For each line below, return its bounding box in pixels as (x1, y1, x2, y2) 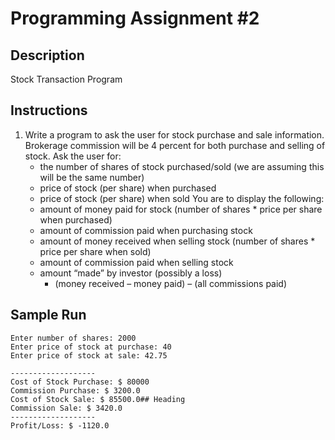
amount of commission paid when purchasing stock (39, 224, 253, 236)
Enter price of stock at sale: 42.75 (10, 350, 168, 361)
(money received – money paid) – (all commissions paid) (54, 277, 288, 289)
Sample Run (10, 307, 87, 324)
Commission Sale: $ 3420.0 (10, 403, 123, 413)
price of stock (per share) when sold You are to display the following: (39, 192, 325, 204)
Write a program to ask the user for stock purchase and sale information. (24, 128, 325, 141)
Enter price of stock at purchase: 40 (10, 342, 172, 352)
